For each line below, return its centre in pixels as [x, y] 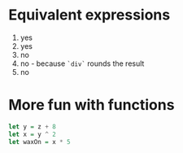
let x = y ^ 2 [33, 134]
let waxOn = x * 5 [39, 142]
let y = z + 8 [33, 127]
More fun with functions [91, 105]
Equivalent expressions [89, 15]
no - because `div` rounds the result [82, 63]
